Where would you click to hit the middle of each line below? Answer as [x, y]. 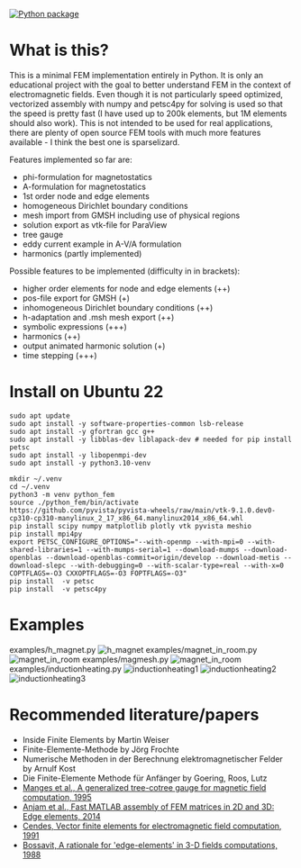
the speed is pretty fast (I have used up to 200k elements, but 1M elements [148, 113]
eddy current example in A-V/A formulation [102, 244]
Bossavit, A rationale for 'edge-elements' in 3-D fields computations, [150, 845]
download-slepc [38, 565]
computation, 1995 [57, 797]
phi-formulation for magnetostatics [87, 176]
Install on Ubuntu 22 [87, 392]
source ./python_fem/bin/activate [74, 502]
